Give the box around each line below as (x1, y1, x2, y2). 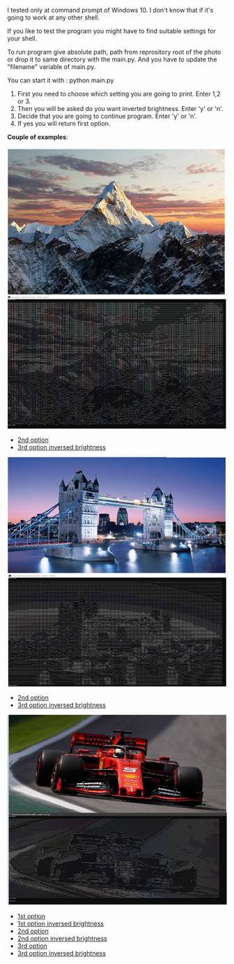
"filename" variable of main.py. (7, 63, 96, 71)
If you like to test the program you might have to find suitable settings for (7, 27, 216, 35)
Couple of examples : (7, 133, 68, 141)
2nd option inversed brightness (17, 934, 108, 942)
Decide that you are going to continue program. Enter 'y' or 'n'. (17, 112, 197, 120)
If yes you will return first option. (17, 119, 111, 128)
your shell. (7, 34, 38, 43)
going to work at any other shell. (7, 13, 100, 22)
